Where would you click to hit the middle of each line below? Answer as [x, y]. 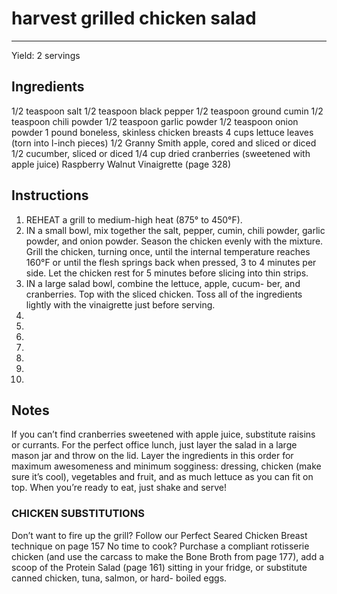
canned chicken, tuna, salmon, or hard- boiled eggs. [119, 578]
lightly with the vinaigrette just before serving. [120, 304]
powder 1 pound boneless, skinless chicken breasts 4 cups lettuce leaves [162, 132]
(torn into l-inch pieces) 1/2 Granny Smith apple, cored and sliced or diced [164, 143]
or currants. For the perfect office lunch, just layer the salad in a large [154, 445]
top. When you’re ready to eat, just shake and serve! [119, 488]
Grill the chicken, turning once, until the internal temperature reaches [168, 251]
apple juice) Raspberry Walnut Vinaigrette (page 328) [121, 164]
